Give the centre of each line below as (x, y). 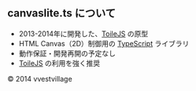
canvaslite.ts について (61, 13)
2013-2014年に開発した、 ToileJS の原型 (83, 34)
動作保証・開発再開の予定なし (67, 53)
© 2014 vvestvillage (40, 78)
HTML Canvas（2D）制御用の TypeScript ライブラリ (104, 43)
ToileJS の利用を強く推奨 (59, 63)
